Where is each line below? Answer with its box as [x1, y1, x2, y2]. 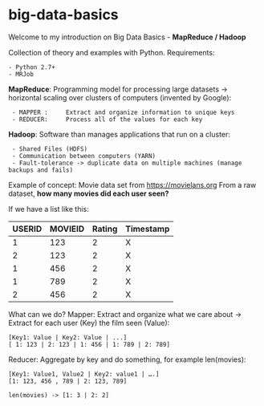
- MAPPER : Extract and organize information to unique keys [11, 108, 235, 116]
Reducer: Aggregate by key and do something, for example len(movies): [8, 355, 246, 364]
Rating [91, 223, 118, 234]
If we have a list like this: [8, 204, 90, 213]
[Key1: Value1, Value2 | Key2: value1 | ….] [8, 370, 160, 378]
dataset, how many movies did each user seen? [8, 189, 169, 198]
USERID [12, 223, 43, 234]
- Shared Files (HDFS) [11, 144, 88, 153]
